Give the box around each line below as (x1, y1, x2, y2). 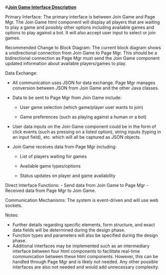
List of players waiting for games (19, 154, 87, 159)
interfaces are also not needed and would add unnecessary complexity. (12, 264, 159, 270)
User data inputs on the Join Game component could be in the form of (12, 124, 157, 129)
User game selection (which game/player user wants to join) (19, 104, 143, 110)
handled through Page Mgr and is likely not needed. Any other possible (12, 259, 158, 265)
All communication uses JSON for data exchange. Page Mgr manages (12, 80, 156, 86)
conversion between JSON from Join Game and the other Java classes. (12, 85, 159, 91)
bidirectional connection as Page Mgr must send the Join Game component (5, 55, 160, 61)
